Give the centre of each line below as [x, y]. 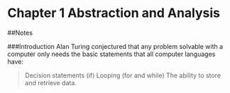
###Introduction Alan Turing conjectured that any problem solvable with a [115, 46]
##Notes [20, 33]
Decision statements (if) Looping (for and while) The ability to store [123, 75]
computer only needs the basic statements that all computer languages [111, 54]
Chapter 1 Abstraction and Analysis [114, 13]
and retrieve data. [50, 82]
